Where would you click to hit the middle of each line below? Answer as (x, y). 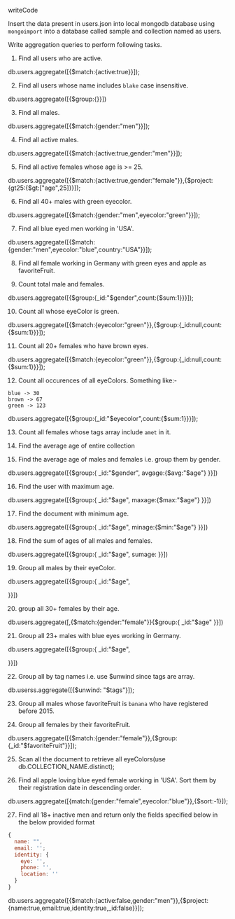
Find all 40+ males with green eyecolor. (75, 201)
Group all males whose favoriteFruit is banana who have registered (113, 704)
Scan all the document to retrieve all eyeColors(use (92, 759)
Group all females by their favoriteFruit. (74, 725)
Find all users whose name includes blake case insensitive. (103, 85)
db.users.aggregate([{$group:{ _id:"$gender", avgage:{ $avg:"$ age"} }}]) (113, 473)
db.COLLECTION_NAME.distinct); (66, 767)
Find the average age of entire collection (76, 445)
